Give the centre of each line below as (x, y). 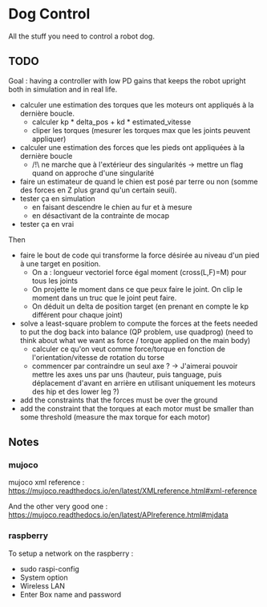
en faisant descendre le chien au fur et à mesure (112, 207)
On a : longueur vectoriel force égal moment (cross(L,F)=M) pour (139, 272)
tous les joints (55, 281)
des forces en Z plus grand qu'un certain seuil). (98, 190)
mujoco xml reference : (47, 483)
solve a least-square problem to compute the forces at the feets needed (139, 323)
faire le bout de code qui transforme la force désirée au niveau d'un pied (140, 255)
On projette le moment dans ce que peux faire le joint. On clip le (137, 289)
